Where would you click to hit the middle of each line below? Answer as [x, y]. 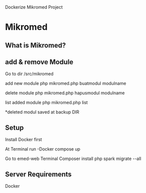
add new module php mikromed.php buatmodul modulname [66, 83]
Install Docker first [24, 140]
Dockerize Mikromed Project [34, 7]
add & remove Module [39, 62]
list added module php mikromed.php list [46, 103]
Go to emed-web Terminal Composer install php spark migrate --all [73, 159]
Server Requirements [39, 174]
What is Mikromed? [36, 45]
